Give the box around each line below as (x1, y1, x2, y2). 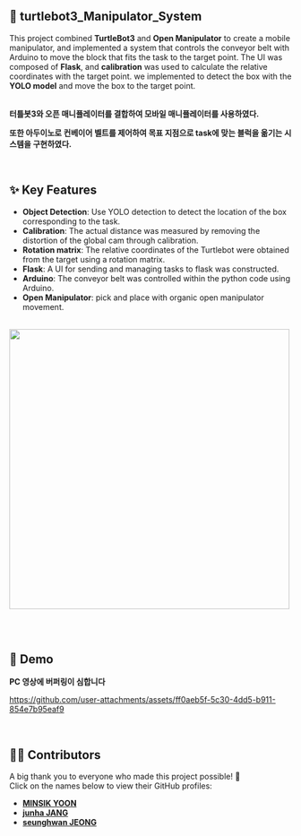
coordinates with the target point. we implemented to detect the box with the (9, 71, 292, 82)
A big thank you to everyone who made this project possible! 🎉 (9, 771, 241, 782)
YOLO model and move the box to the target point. (9, 80, 196, 90)
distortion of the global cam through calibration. (21, 235, 199, 246)
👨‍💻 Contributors (9, 747, 101, 763)
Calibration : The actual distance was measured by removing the (21, 225, 261, 236)
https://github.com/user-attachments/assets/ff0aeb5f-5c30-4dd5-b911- (9, 694, 276, 705)
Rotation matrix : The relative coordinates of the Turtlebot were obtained (21, 244, 289, 255)
